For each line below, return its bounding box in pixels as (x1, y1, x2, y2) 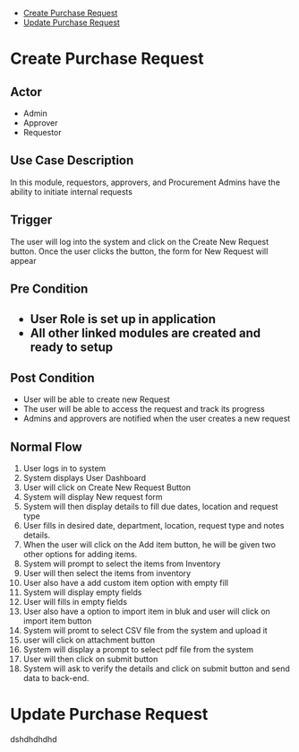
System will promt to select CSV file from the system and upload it (22, 625, 268, 636)
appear (10, 255, 37, 266)
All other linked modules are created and (30, 326, 261, 341)
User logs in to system (22, 463, 107, 474)
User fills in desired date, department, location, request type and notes (22, 520, 285, 531)
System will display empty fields (22, 587, 142, 598)
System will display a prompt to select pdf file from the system (22, 644, 254, 655)
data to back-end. (22, 673, 90, 684)
